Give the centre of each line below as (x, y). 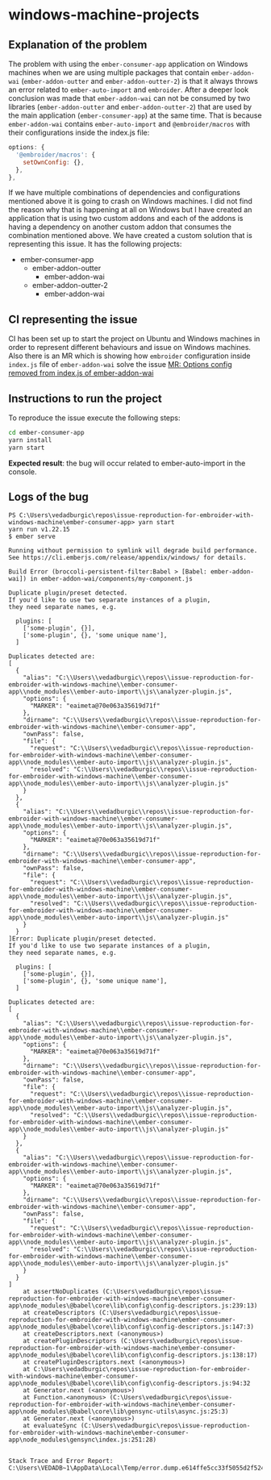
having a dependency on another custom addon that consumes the (120, 227)
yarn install (30, 440)
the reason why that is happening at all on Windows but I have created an (130, 210)
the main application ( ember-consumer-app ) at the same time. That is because (135, 115)
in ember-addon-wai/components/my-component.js (111, 579)
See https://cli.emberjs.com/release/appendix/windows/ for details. (128, 558)
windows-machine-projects (104, 15)
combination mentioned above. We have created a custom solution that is (130, 236)
